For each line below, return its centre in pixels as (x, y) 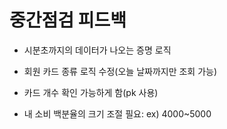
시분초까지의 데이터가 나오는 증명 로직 (97, 50)
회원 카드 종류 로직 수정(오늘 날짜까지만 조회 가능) (120, 71)
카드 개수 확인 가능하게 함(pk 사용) (91, 92)
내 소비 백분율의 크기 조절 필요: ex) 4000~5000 (117, 113)
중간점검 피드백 (68, 20)
